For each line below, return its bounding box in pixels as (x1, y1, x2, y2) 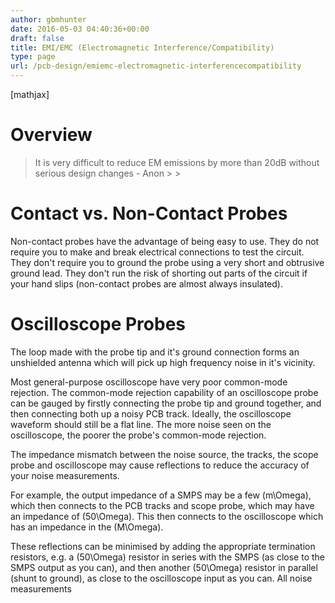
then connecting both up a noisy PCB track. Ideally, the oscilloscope (10, 407, 292, 420)
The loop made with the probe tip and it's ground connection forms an (10, 346, 300, 358)
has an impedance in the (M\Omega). (10, 521, 164, 533)
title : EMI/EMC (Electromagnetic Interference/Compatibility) (10, 42, 275, 53)
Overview (10, 124, 93, 146)
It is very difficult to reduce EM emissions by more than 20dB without (34, 156, 320, 168)
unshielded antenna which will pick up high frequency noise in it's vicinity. (10, 356, 316, 368)
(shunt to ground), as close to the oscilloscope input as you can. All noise (10, 572, 313, 584)
